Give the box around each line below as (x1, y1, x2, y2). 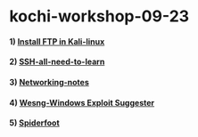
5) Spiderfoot (9, 117, 60, 128)
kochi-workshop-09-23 (9, 6, 190, 27)
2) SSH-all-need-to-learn (9, 56, 105, 68)
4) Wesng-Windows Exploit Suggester (9, 97, 155, 108)
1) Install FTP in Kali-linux (9, 36, 105, 46)
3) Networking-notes (9, 77, 89, 87)
